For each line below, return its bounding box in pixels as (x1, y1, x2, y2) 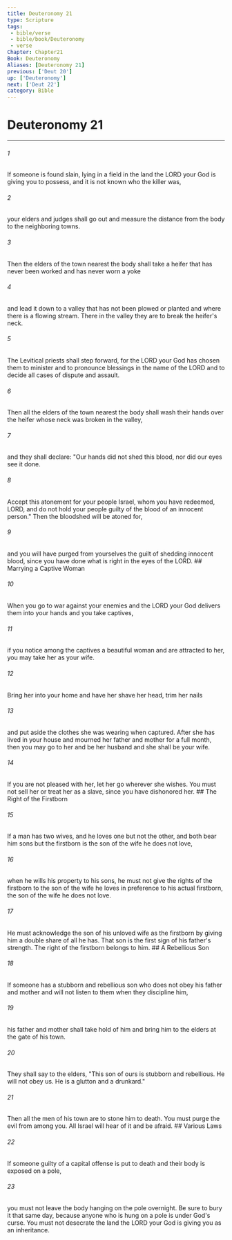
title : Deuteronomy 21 (7, 10, 72, 17)
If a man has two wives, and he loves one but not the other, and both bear (7, 832, 217, 841)
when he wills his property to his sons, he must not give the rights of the (7, 877, 213, 885)
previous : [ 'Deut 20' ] (7, 68, 72, 75)
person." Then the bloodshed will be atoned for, (7, 512, 143, 520)
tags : (7, 23, 23, 30)
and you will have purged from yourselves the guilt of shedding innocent (7, 549, 213, 558)
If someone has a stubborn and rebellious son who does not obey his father (7, 981, 222, 989)
